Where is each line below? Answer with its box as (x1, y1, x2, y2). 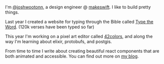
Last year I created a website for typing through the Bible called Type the (5, 19, 154, 24)
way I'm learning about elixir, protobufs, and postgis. (5, 39, 112, 44)
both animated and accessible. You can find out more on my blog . (5, 53, 139, 59)
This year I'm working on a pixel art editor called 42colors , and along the (5, 34, 153, 39)
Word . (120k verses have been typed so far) (5, 24, 95, 30)
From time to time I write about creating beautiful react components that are (5, 48, 160, 54)
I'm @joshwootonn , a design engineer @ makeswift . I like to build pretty (5, 4, 151, 10)
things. (5, 9, 19, 15)
